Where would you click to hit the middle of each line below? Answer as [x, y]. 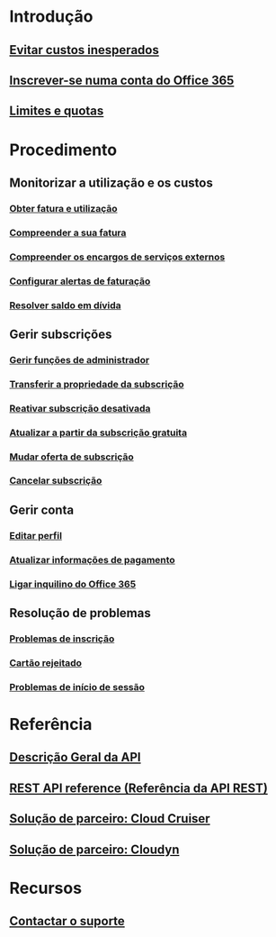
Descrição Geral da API [75, 757]
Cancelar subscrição [56, 481]
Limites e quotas [57, 111]
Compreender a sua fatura [68, 232]
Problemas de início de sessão [77, 687]
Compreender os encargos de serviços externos [117, 257]
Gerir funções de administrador [80, 359]
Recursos [46, 888]
